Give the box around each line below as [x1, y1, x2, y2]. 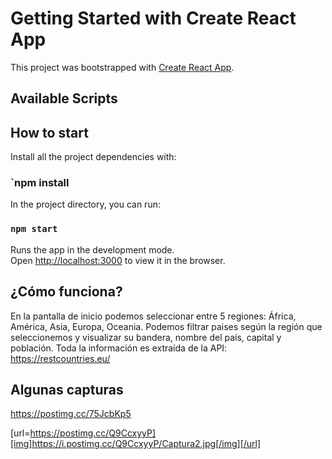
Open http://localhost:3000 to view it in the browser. [10, 254, 226, 266]
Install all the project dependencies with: [10, 151, 177, 163]
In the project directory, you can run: [10, 198, 161, 211]
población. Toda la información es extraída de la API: [10, 342, 228, 354]
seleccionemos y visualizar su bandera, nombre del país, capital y [10, 331, 282, 343]
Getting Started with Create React [10, 7, 297, 30]
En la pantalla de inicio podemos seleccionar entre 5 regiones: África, [10, 310, 297, 322]
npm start [10, 223, 58, 235]
